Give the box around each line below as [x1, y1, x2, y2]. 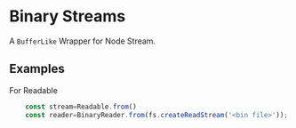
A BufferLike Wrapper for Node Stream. [9, 36, 156, 46]
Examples [9, 61, 65, 76]
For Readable [9, 84, 58, 95]
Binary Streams [9, 6, 126, 27]
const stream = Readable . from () [25, 102, 138, 111]
